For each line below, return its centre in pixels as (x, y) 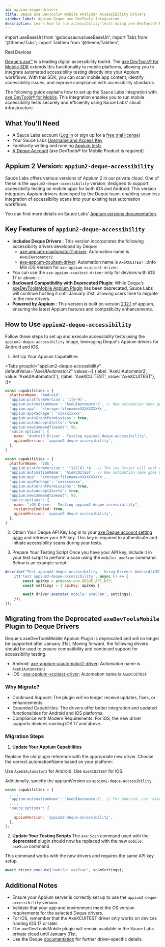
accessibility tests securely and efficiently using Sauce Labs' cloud (73, 103)
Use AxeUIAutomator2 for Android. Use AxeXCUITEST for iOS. (64, 771)
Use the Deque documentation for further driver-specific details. (78, 939)
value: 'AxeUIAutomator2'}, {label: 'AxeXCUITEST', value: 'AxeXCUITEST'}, (80, 376)
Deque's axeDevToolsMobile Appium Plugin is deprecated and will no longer (82, 638)
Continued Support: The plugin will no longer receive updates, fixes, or (84, 698)
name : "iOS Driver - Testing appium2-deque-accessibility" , (77, 505)
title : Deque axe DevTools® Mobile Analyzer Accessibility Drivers (76, 14)
